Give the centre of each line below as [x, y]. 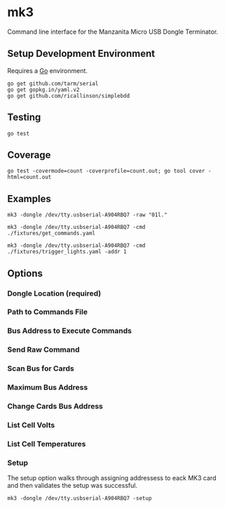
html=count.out [29, 177]
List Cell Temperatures [47, 444]
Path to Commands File [47, 312]
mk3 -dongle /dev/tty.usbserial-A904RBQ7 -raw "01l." [88, 215]
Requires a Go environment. [47, 70]
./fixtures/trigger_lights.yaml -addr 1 [67, 252]
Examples [29, 198]
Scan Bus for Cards [41, 369]
